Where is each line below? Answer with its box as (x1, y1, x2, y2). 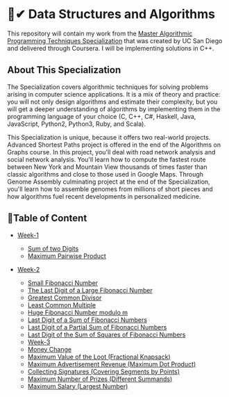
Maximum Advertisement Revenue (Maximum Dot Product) (27, 359, 196, 368)
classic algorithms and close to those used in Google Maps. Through (7, 170, 203, 178)
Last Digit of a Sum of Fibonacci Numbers (27, 316, 148, 324)
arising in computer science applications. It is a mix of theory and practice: (7, 90, 221, 98)
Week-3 (27, 337, 51, 346)
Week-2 (17, 265, 40, 273)
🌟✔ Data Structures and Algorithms (7, 6, 215, 22)
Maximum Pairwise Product (27, 252, 106, 260)
